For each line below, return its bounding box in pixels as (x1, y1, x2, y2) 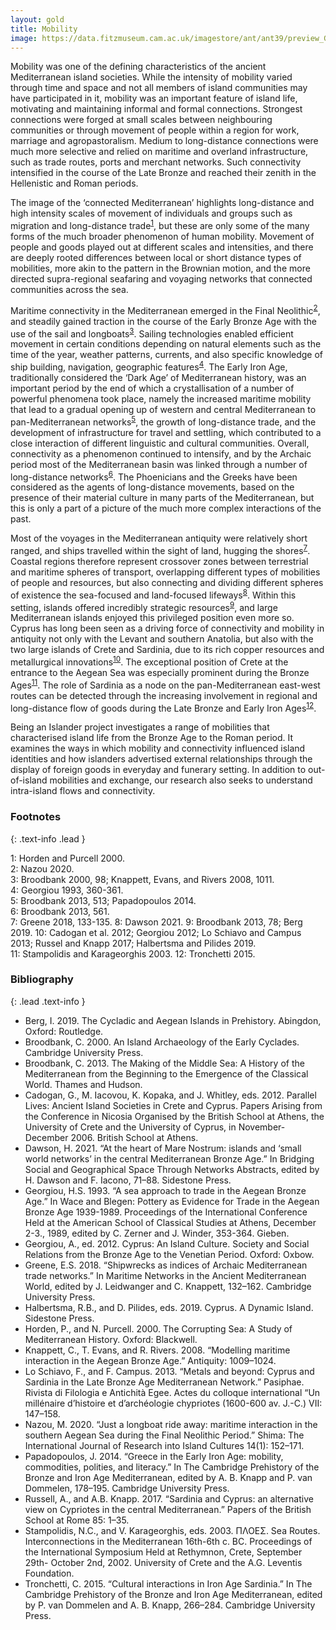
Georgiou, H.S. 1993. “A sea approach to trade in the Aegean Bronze (24, 1184, 307, 1196)
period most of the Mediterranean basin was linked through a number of (10, 458, 308, 470)
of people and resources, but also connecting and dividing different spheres (10, 576, 324, 588)
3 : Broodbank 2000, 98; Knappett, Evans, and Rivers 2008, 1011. (10, 873, 275, 885)
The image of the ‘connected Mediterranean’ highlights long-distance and (10, 197, 315, 209)
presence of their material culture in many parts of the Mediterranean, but (10, 492, 315, 504)
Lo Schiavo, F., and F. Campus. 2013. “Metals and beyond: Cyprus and (24, 1365, 315, 1377)
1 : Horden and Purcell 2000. (10, 852, 125, 864)
